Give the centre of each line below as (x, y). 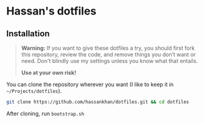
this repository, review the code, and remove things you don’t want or (108, 55)
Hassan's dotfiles (51, 11)
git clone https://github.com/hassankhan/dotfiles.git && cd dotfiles (98, 102)
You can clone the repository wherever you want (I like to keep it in (90, 84)
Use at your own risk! (49, 73)
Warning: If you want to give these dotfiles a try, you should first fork (108, 48)
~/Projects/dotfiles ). (34, 91)
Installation (28, 34)
